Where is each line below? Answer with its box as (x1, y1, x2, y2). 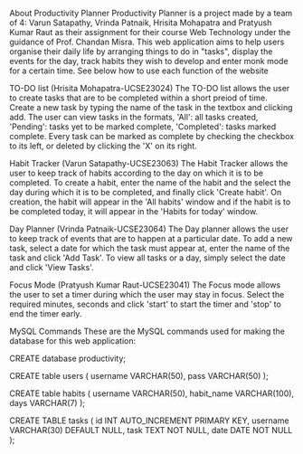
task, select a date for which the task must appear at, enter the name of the (9, 243, 290, 253)
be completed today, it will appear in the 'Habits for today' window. (9, 206, 259, 216)
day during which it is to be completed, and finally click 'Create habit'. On (9, 187, 282, 197)
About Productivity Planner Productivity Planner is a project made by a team (9, 8, 293, 18)
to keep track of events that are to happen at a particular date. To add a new (9, 233, 293, 243)
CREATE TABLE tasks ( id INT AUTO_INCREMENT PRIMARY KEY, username (9, 415, 289, 426)
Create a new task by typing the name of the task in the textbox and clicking (9, 102, 293, 112)
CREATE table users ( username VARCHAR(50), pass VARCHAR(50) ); (9, 371, 269, 381)
